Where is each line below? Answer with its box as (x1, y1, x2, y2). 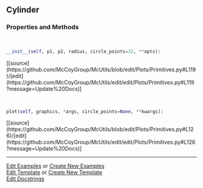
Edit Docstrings (6, 175, 45, 183)
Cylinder (6, 5, 40, 15)
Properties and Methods (6, 23, 79, 31)
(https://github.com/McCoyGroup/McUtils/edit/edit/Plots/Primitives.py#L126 (6, 138, 196, 146)
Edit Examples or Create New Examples (6, 163, 105, 170)
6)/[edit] (6, 132, 27, 140)
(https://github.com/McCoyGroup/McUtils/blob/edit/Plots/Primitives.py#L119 (6, 66, 196, 73)
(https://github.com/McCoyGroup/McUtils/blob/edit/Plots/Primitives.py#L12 (6, 126, 194, 133)
